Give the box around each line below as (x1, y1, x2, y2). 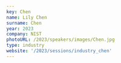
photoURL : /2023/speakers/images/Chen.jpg (6, 37, 115, 43)
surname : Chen (6, 20, 42, 26)
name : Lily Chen (6, 14, 47, 20)
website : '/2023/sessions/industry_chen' (6, 48, 113, 54)
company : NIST (6, 31, 42, 37)
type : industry (6, 43, 45, 49)
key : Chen (6, 8, 31, 15)
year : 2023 (6, 25, 34, 32)
